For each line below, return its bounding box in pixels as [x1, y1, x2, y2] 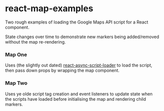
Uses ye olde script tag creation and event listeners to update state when [5, 91, 153, 97]
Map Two [5, 80, 28, 87]
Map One [5, 51, 27, 58]
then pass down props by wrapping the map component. [5, 67, 120, 73]
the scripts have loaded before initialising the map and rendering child [5, 96, 146, 102]
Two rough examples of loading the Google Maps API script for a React [5, 19, 148, 25]
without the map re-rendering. [5, 39, 66, 44]
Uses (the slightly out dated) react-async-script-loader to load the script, [5, 62, 153, 68]
